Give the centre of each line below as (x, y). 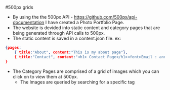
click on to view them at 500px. (45, 76)
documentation (28, 22)
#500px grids (19, 7)
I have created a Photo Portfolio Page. (85, 22)
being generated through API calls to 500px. (59, 33)
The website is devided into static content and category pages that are (86, 28)
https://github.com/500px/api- (106, 17)
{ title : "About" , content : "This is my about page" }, (71, 52)
